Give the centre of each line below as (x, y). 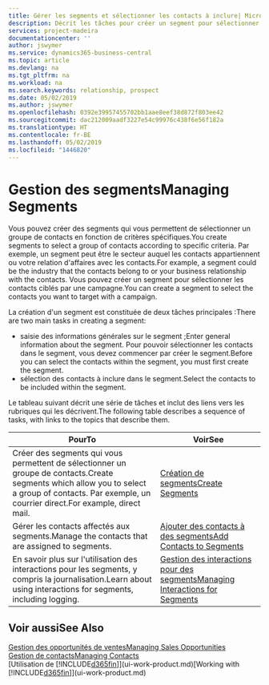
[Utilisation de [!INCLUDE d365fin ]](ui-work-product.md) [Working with (124, 664)
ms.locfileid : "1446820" (50, 150)
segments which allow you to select (79, 483)
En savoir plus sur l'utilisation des (75, 559)
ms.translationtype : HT (48, 127)
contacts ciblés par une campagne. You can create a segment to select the (131, 288)
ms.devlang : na (34, 68)
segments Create (191, 483)
